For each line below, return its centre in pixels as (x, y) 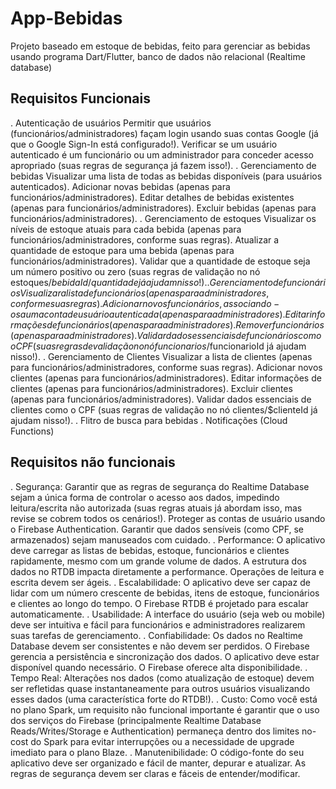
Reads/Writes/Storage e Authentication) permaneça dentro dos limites (155, 731)
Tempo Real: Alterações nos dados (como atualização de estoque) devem (162, 678)
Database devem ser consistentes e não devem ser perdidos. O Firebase (160, 646)
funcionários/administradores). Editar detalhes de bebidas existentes (152, 197)
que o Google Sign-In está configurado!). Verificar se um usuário (144, 144)
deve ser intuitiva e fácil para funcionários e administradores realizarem (158, 624)
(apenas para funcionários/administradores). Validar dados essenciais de (161, 399)
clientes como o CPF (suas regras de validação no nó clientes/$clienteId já (164, 409)
